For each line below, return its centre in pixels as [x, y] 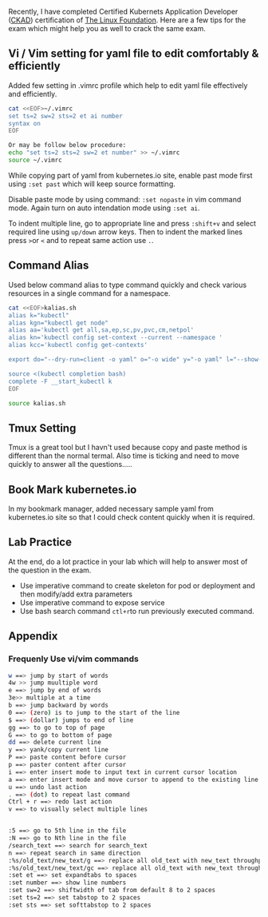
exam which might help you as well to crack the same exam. [107, 28]
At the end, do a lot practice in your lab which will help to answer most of [128, 561]
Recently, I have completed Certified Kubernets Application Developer [123, 12]
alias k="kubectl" [39, 315]
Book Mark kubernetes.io [73, 490]
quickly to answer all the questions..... [71, 464]
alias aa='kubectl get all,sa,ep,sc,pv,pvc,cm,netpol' [101, 330]
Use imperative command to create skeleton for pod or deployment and [137, 585]
